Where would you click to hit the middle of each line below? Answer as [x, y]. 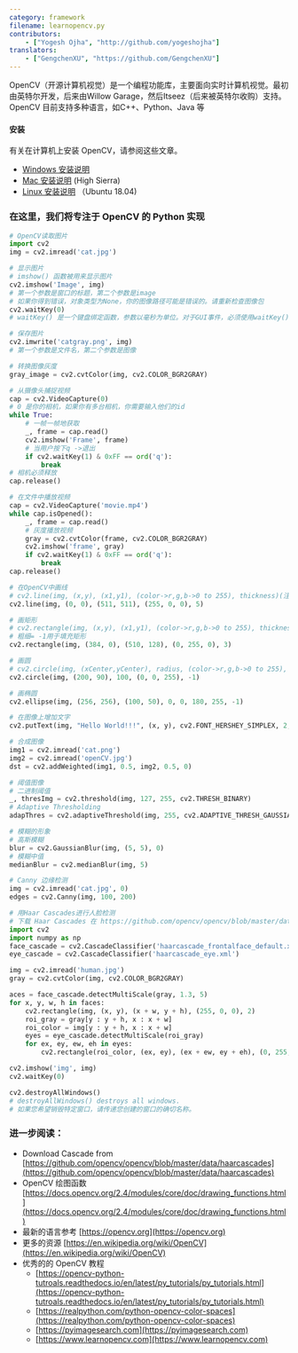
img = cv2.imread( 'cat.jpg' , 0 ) [69, 889]
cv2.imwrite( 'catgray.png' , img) [71, 342]
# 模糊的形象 [30, 831]
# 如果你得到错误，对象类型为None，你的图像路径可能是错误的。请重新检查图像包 [137, 301]
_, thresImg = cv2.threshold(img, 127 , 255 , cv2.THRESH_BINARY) [130, 799]
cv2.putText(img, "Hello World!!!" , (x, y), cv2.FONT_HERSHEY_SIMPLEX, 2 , [150, 726]
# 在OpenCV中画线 [39, 587]
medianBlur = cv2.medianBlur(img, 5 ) [79, 865]
